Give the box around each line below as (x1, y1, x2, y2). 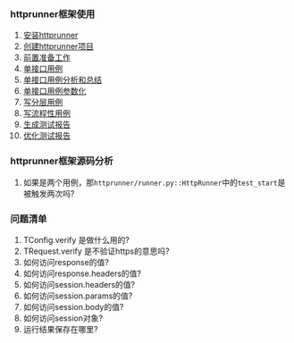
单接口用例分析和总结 (22, 74, 102, 86)
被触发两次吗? (22, 188, 75, 198)
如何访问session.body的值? (22, 301, 124, 312)
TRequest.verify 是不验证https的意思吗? (22, 246, 170, 256)
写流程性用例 (22, 108, 71, 119)
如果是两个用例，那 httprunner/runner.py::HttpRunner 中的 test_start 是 (22, 177, 286, 188)
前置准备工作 (22, 52, 71, 63)
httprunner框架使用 (10, 7, 96, 20)
